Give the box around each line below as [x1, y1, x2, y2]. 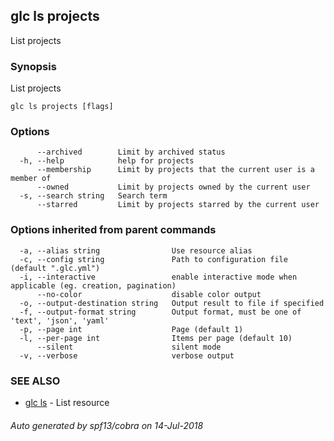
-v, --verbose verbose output [19, 350, 235, 361]
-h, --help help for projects [19, 156, 195, 166]
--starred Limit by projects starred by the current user [36, 200, 320, 210]
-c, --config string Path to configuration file [19, 254, 288, 264]
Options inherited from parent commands [10, 223, 217, 237]
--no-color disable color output [36, 289, 262, 299]
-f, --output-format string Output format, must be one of [19, 307, 302, 317]
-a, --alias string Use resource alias [19, 245, 253, 256]
